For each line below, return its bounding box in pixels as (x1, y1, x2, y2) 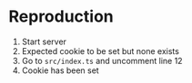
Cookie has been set (21, 65, 99, 76)
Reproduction (8, 6, 115, 27)
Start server (21, 36, 67, 47)
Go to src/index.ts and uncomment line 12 (21, 55, 183, 66)
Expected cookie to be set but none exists (21, 45, 179, 56)
